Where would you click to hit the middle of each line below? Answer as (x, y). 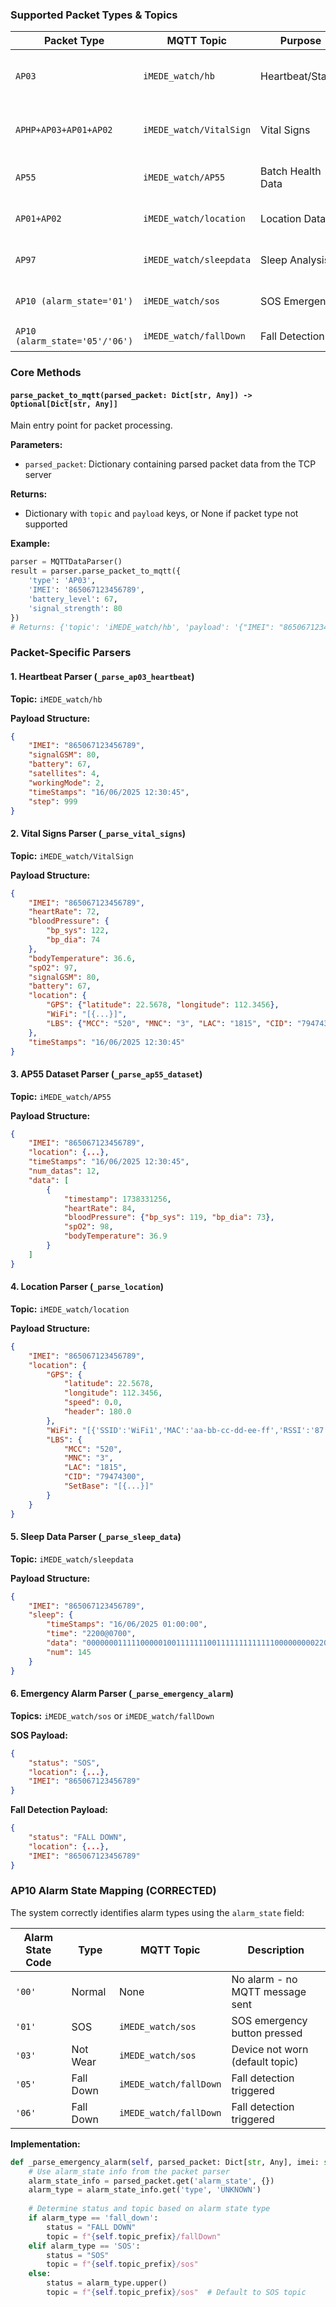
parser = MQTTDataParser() (66, 562)
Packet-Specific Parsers (71, 653)
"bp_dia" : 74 (73, 940)
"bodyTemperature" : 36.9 (115, 1236)
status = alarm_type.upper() (107, 2283)
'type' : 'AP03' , (62, 581)
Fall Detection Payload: (59, 1810)
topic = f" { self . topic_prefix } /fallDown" (134, 2236)
